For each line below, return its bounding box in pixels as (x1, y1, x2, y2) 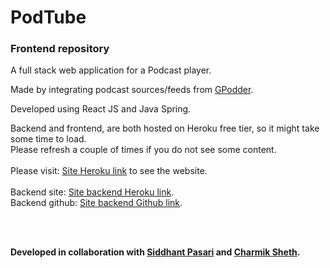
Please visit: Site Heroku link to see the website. (10, 165, 208, 177)
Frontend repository (10, 42, 110, 56)
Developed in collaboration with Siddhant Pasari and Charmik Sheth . (10, 246, 301, 258)
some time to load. (10, 133, 87, 145)
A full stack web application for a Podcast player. (10, 64, 212, 76)
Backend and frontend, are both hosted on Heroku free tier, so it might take (10, 122, 320, 135)
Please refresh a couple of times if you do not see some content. (10, 144, 277, 156)
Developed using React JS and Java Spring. (10, 103, 192, 115)
